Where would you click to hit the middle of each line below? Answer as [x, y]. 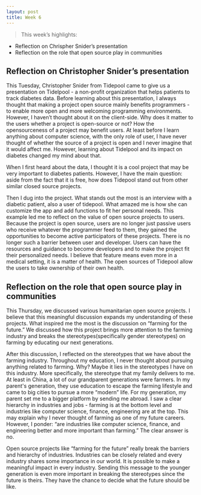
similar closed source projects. [44, 186]
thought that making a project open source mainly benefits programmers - [98, 105]
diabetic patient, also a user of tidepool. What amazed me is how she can [97, 204]
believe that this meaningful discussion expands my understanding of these [100, 317]
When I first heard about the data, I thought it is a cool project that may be [97, 167]
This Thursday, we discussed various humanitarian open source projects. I [98, 311]
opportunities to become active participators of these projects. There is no [98, 236]
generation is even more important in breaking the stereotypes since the [95, 474]
